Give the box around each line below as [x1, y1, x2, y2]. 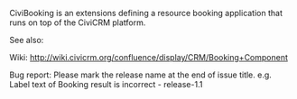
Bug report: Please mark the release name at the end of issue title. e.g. [9, 69, 273, 80]
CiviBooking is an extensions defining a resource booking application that [9, 8, 283, 18]
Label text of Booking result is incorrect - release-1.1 [9, 79, 203, 89]
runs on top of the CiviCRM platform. [9, 17, 146, 28]
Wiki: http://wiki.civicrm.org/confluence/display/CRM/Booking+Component [9, 52, 289, 62]
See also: [9, 35, 44, 45]
